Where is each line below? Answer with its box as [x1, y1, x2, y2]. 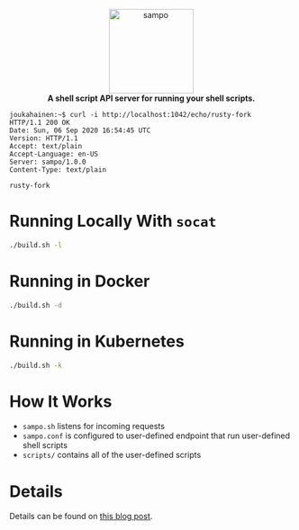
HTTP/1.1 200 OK [9, 118, 70, 127]
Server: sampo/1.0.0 [9, 157, 87, 166]
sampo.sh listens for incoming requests [22, 421, 165, 432]
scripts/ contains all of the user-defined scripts [22, 450, 202, 461]
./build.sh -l [9, 240, 63, 249]
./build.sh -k [9, 361, 63, 370]
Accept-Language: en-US [9, 149, 99, 158]
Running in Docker [9, 271, 150, 292]
